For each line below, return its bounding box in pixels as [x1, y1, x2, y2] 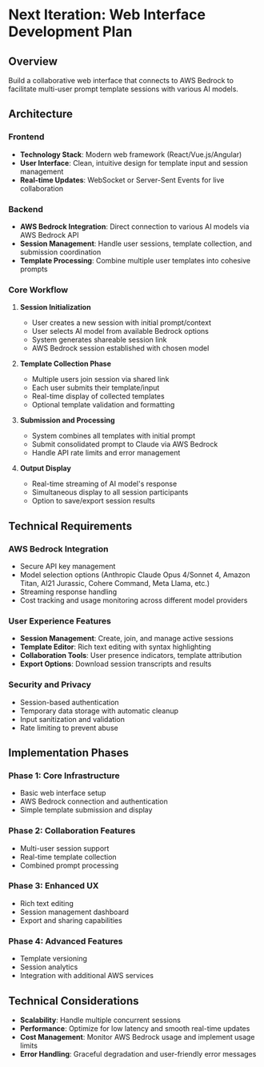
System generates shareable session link [31, 335, 167, 345]
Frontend [8, 131, 45, 142]
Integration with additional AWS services [19, 971, 154, 981]
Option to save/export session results [31, 496, 156, 506]
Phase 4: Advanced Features [8, 935, 123, 946]
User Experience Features [8, 615, 112, 626]
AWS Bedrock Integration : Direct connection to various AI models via [19, 222, 250, 231]
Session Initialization [19, 303, 91, 312]
